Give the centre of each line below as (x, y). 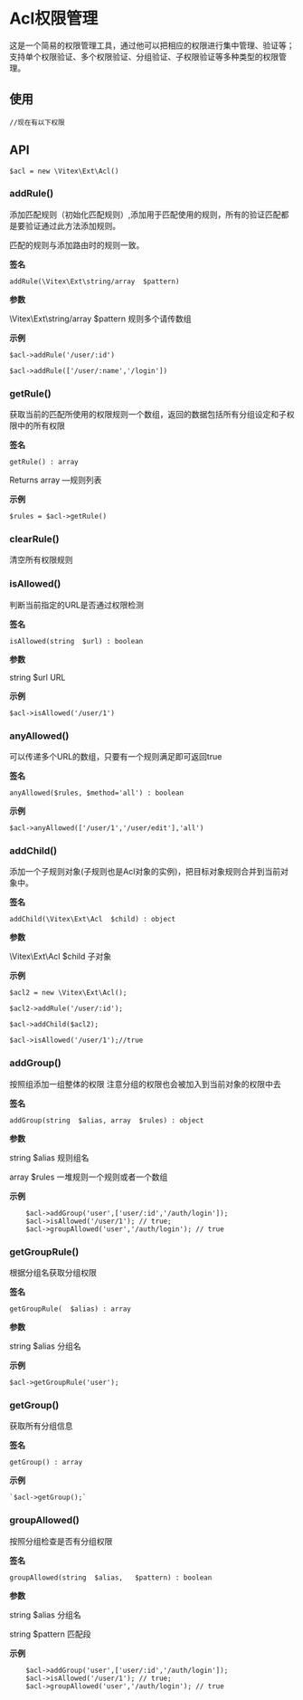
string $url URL (38, 677)
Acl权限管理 (54, 19)
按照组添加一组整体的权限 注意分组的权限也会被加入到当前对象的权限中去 (145, 1084)
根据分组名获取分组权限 (53, 1272)
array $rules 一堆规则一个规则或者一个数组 (89, 1177)
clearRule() (34, 540)
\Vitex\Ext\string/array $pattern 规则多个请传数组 (100, 319)
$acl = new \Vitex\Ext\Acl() (64, 171)
